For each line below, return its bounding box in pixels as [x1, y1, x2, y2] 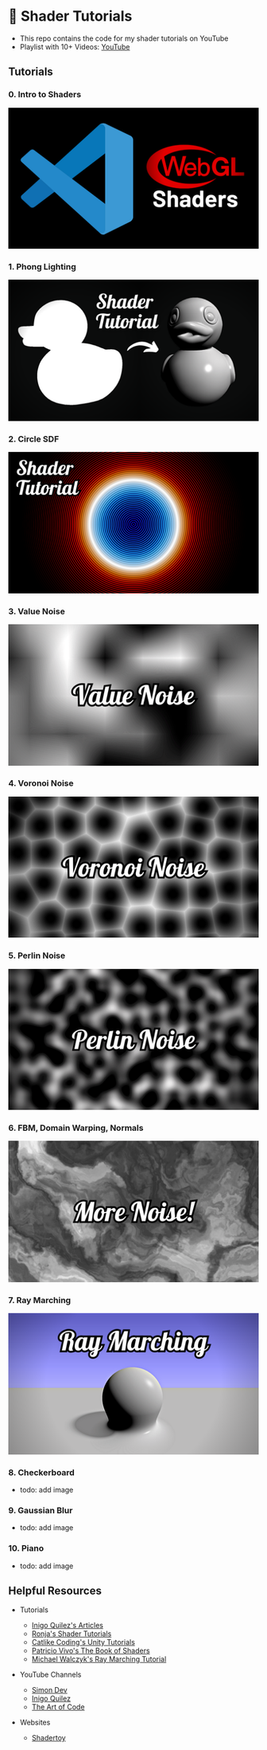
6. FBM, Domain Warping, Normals [8, 1123, 144, 1134]
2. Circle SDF [8, 434, 60, 445]
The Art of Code [31, 1702, 85, 1712]
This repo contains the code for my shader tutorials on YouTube [19, 33, 229, 43]
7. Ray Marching [8, 1294, 72, 1305]
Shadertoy [31, 1733, 66, 1743]
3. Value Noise [8, 606, 65, 617]
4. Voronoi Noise [8, 778, 74, 789]
